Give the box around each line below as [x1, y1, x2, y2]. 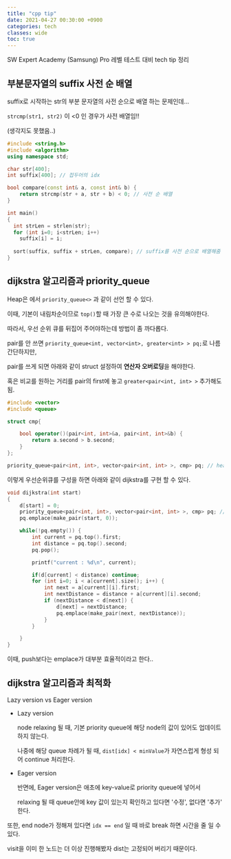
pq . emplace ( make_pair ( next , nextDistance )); [56, 609, 186, 617]
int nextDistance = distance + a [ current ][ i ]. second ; [43, 591, 201, 598]
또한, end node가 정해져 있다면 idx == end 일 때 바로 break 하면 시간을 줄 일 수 [7, 821, 221, 829]
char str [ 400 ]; [7, 165, 51, 172]
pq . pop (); [32, 546, 60, 554]
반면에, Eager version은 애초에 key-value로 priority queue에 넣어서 [16, 783, 201, 791]
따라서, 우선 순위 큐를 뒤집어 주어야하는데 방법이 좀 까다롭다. [7, 324, 168, 332]
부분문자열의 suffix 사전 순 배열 [7, 77, 133, 90]
